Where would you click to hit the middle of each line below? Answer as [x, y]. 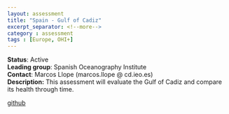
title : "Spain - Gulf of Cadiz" [54, 20]
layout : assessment [36, 14]
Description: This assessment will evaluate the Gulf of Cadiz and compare [115, 82]
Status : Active [28, 59]
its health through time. [41, 90]
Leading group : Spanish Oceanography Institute [77, 67]
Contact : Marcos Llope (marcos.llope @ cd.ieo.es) [80, 75]
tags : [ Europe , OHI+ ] [40, 40]
